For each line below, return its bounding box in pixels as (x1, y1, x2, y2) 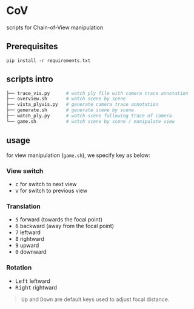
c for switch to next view (15, 180, 77, 187)
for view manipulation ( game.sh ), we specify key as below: (6, 151, 150, 159)
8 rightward (15, 235, 44, 243)
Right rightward (15, 283, 58, 291)
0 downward (15, 248, 47, 255)
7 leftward (15, 229, 41, 236)
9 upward (15, 241, 39, 249)
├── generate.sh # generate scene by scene (6, 107, 135, 113)
